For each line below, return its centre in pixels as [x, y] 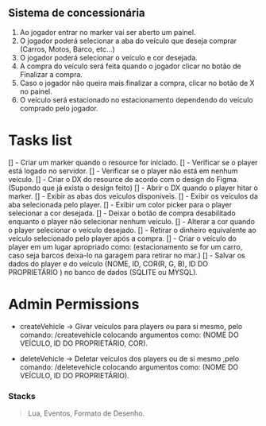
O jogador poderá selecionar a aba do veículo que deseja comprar [128, 41]
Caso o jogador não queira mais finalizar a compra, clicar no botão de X [137, 83]
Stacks [22, 396]
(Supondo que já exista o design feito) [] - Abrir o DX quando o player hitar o [133, 188]
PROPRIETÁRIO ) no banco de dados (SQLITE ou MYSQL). [103, 272]
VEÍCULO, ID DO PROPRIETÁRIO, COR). [84, 343]
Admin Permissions [74, 304]
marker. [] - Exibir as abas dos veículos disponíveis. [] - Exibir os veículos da [133, 196]
